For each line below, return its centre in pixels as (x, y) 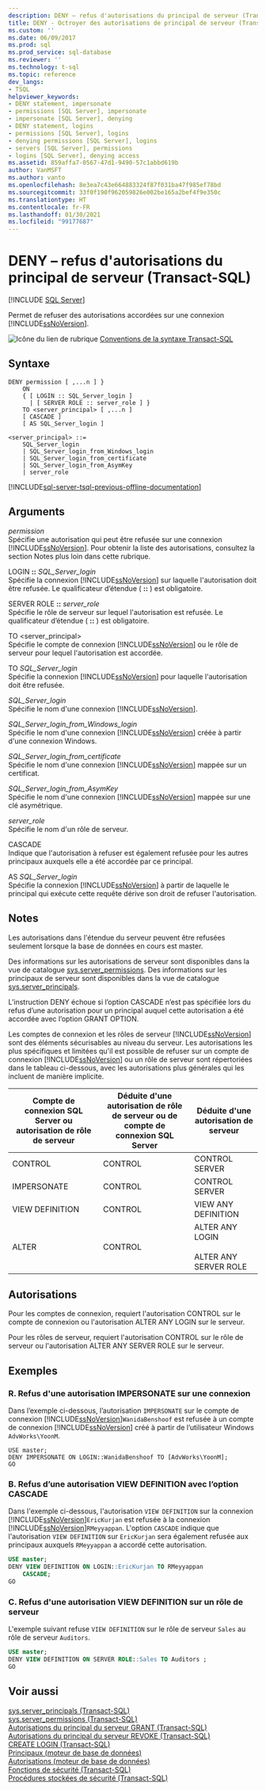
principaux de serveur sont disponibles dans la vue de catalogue (114, 978)
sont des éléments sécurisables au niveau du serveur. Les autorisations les (131, 1042)
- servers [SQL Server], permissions (70, 148)
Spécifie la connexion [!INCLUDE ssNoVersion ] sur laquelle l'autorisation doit (133, 580)
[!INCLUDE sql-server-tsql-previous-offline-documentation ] (105, 487)
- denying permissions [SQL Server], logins (83, 141)
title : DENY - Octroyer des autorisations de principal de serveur (122, 23)
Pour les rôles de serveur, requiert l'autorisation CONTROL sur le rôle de (126, 1338)
